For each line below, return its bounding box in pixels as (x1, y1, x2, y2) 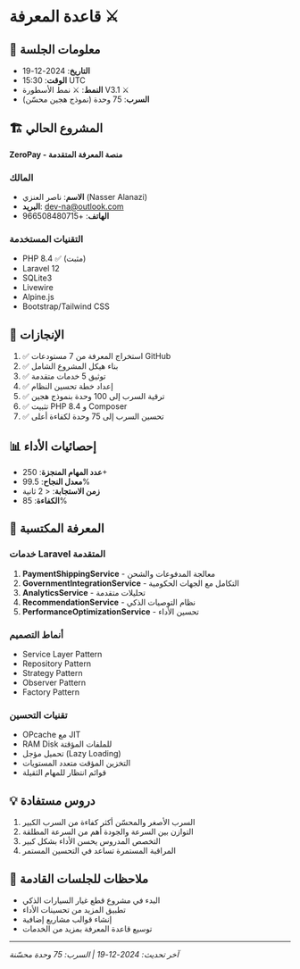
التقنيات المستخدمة (9, 233, 84, 246)
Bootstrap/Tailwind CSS (21, 301, 110, 312)
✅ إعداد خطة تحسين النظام (21, 381, 113, 392)
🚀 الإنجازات (9, 327, 65, 342)
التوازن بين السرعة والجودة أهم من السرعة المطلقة (21, 826, 194, 837)
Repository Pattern (21, 658, 92, 669)
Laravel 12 (21, 263, 60, 274)
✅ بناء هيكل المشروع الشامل (21, 361, 119, 372)
